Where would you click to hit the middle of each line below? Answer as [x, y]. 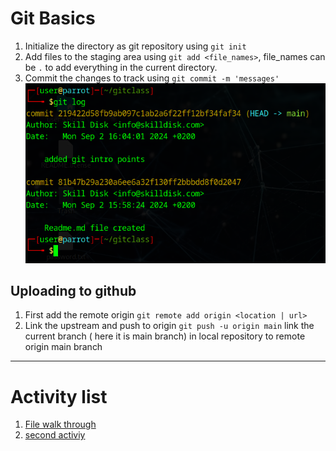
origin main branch [63, 347]
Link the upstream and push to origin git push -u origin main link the [169, 326]
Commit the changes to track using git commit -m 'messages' [152, 78]
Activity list [59, 396]
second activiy [55, 435]
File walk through [60, 424]
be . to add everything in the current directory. [121, 67]
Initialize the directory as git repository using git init [135, 46]
